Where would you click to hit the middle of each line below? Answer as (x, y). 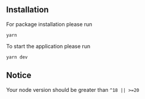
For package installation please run (49, 24)
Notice (19, 75)
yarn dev (17, 57)
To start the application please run (48, 46)
